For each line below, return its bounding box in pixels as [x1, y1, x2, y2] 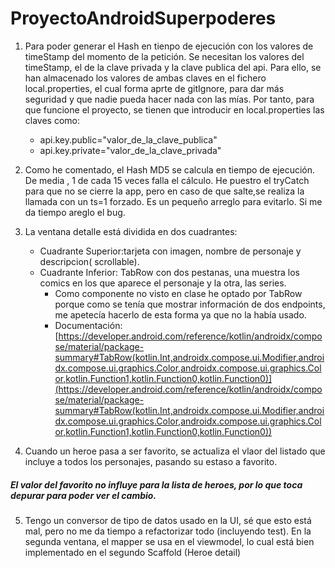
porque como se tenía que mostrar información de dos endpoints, [54, 298, 326, 310]
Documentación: [54, 319, 123, 331]
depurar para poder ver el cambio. [10, 489, 157, 501]
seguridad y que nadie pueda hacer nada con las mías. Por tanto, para [24, 93, 315, 105]
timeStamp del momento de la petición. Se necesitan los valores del [24, 50, 305, 62]
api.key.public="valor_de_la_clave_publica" [39, 133, 218, 146]
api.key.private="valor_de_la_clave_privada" [39, 144, 222, 156]
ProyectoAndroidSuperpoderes [10, 7, 277, 30]
